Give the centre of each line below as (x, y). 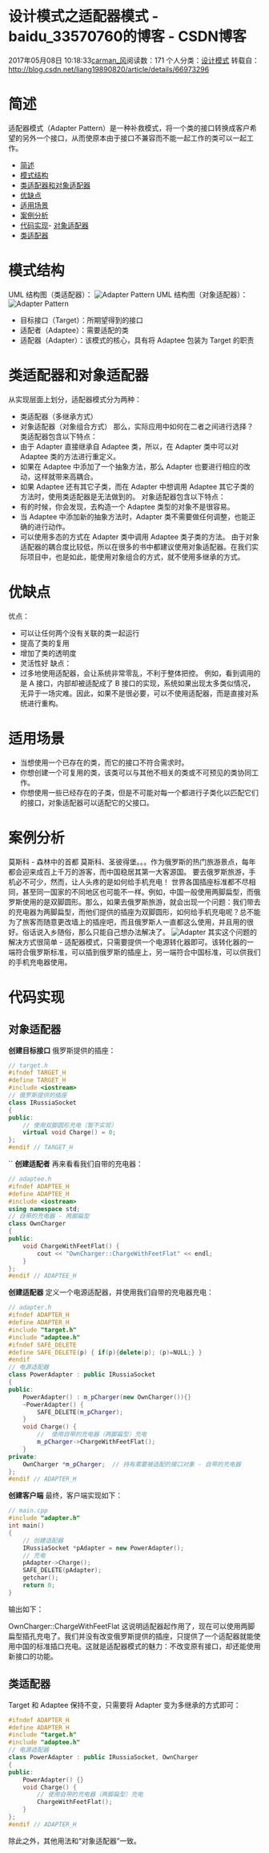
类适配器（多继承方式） (58, 416)
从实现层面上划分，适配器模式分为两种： (75, 399)
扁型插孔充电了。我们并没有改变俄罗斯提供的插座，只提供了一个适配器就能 (131, 1636)
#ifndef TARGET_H (37, 1073)
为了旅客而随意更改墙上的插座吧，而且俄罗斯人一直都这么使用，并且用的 (127, 922)
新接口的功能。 (33, 1656)
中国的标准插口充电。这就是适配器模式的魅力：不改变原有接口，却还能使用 (138, 1646)
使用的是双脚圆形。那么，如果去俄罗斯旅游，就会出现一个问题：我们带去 (141, 902)
